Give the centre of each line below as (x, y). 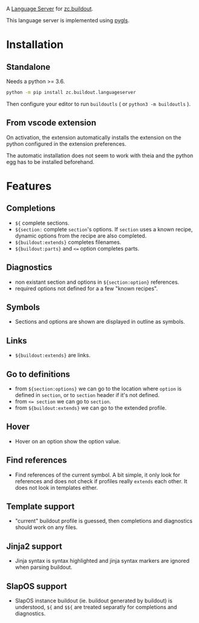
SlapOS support (37, 586)
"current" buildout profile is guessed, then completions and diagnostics (104, 521)
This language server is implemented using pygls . (68, 20)
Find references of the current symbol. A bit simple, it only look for (97, 475)
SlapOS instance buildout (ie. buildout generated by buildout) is (94, 601)
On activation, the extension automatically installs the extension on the (94, 137)
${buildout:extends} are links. (52, 355)
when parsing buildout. (43, 567)
